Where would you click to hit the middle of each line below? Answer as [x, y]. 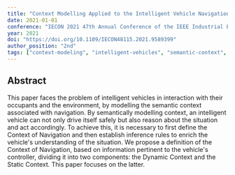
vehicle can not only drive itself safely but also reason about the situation [113, 120]
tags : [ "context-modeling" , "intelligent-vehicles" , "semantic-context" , [117, 53]
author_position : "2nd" [42, 46]
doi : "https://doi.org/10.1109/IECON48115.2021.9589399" [92, 40]
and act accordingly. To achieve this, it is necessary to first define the [107, 127]
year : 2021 [23, 33]
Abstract [27, 81]
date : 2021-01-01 [33, 20]
